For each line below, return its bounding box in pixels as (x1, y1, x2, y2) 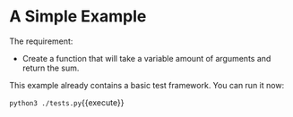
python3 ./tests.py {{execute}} (9, 96, 125, 108)
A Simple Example (9, 6, 147, 27)
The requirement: (9, 36, 73, 46)
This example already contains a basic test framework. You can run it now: (9, 79, 285, 90)
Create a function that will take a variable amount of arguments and (22, 53, 271, 63)
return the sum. (22, 63, 80, 73)
